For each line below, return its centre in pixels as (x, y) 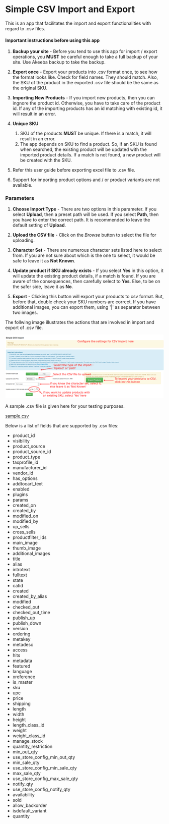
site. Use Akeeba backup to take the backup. (59, 62)
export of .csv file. (24, 328)
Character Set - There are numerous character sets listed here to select (87, 250)
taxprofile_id (25, 462)
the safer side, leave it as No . (43, 287)
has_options (25, 478)
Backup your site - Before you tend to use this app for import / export (85, 51)
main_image (25, 542)
